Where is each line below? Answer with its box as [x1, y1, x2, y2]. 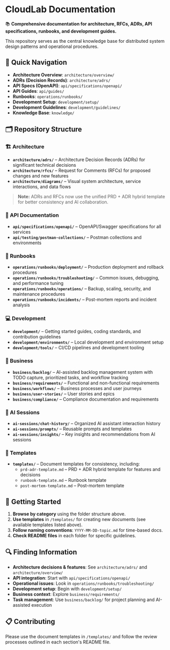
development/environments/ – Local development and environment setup [12, 339, 164, 345]
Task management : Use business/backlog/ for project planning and [12, 596, 155, 603]
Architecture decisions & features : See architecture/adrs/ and [12, 564, 147, 570]
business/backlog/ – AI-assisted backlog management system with [12, 369, 153, 375]
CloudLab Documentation [5, 4, 116, 15]
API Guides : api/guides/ [12, 88, 64, 94]
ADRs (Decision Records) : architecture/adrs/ [12, 77, 111, 83]
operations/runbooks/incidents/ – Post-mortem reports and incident [12, 297, 157, 303]
